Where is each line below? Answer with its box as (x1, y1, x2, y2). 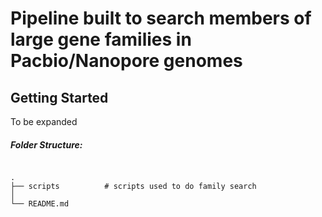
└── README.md (10, 198, 70, 209)
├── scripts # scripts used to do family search (10, 181, 257, 191)
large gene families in (10, 28, 192, 51)
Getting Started (10, 89, 109, 106)
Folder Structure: (10, 138, 83, 151)
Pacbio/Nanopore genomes (10, 50, 243, 72)
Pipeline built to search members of (10, 7, 312, 30)
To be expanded (10, 116, 78, 127)
